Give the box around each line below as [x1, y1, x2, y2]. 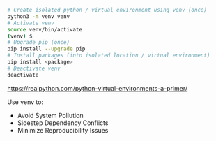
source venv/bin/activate [7, 26, 82, 33]
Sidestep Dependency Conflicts [17, 119, 109, 127]
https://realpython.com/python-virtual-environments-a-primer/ [7, 84, 188, 92]
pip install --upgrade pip [7, 45, 86, 52]
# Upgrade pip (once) [7, 39, 70, 46]
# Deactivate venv [7, 65, 61, 72]
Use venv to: [7, 98, 44, 106]
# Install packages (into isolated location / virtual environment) [7, 52, 210, 59]
